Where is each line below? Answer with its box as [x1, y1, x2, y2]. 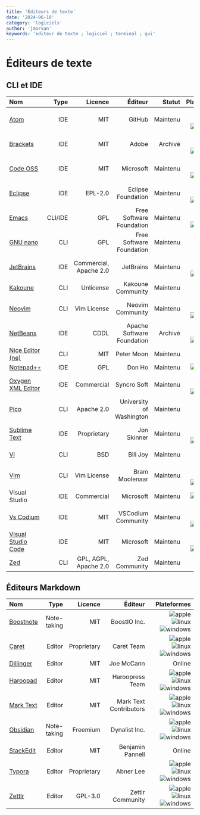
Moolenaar [118, 475, 149, 483]
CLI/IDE [46, 214, 68, 222]
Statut [162, 98, 180, 106]
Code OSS [9, 164, 39, 173]
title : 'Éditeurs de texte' [6, 8, 76, 15]
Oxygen [9, 377, 32, 385]
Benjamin [118, 742, 145, 751]
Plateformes [155, 600, 191, 608]
